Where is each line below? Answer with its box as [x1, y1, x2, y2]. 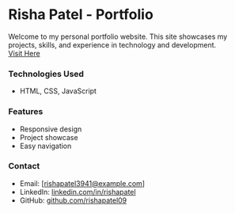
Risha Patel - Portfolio [8, 6, 154, 24]
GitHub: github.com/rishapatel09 [19, 196, 127, 205]
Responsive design [19, 124, 82, 134]
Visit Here [8, 48, 41, 58]
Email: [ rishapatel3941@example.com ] [19, 178, 145, 188]
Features [8, 106, 44, 117]
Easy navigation [19, 141, 72, 150]
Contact [8, 161, 40, 172]
